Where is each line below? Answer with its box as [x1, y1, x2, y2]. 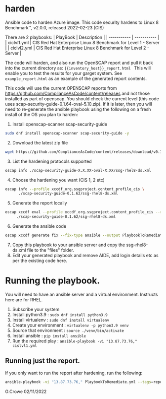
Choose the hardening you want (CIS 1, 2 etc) [12, 177, 105, 183]
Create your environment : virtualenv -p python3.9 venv [12, 322, 129, 328]
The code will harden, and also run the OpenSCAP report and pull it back [5, 60, 153, 66]
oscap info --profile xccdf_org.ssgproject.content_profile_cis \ [5, 187, 145, 192]
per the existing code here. [12, 258, 68, 264]
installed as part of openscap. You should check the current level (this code [5, 95, 159, 102]
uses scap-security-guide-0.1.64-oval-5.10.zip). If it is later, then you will [5, 101, 152, 107]
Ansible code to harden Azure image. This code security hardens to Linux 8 [5, 19, 159, 25]
